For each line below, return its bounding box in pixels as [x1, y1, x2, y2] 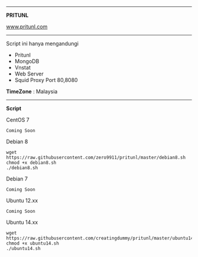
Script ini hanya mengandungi [6, 40, 79, 47]
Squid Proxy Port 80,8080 [14, 77, 78, 83]
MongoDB [14, 58, 39, 65]
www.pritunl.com [6, 23, 48, 30]
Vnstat [14, 64, 31, 71]
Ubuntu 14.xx [6, 219, 38, 226]
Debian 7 [6, 175, 28, 182]
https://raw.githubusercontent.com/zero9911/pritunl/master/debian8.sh [6, 154, 186, 160]
